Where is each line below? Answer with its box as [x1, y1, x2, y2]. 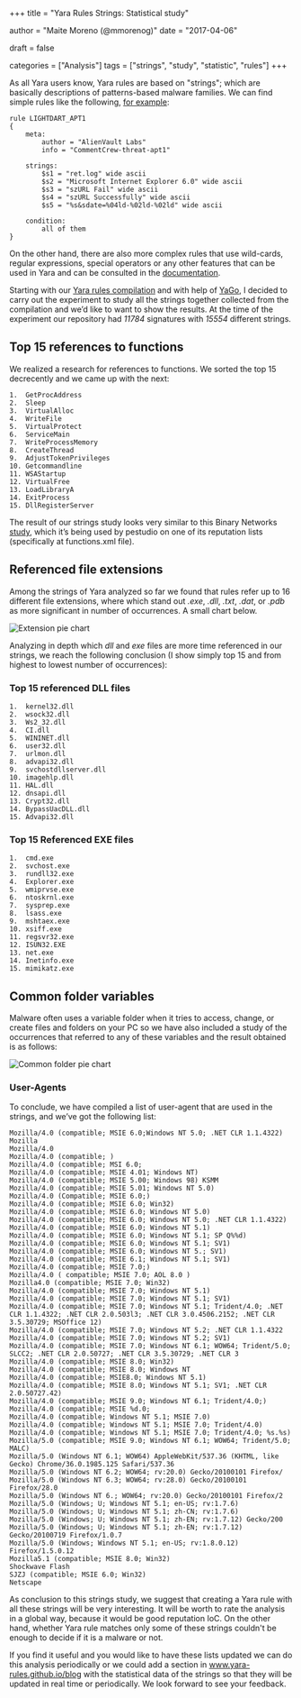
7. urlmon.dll [9, 749, 66, 758]
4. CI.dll [9, 726, 50, 735]
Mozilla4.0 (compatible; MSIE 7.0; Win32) [9, 1279, 171, 1288]
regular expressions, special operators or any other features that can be [9, 258, 276, 269]
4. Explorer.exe [9, 878, 75, 887]
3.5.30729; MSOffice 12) [9, 1318, 102, 1328]
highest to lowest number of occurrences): [9, 659, 168, 670]
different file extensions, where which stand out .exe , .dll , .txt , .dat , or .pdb [9, 595, 286, 607]
